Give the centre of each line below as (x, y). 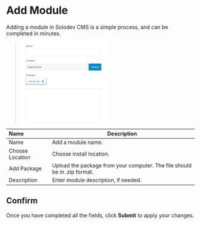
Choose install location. (80, 154)
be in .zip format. (73, 172)
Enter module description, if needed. (97, 180)
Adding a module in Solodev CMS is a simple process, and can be (87, 27)
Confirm (22, 201)
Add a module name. (77, 142)
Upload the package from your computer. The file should (122, 165)
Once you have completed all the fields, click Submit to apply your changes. (100, 215)
